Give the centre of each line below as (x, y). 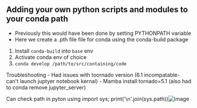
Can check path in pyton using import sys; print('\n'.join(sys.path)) (87, 99)
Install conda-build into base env (54, 51)
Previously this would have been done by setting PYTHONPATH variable (103, 33)
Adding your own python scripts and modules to (97, 10)
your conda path (37, 19)
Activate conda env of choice (51, 57)
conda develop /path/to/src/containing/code (71, 64)
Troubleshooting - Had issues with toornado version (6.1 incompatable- (93, 75)
